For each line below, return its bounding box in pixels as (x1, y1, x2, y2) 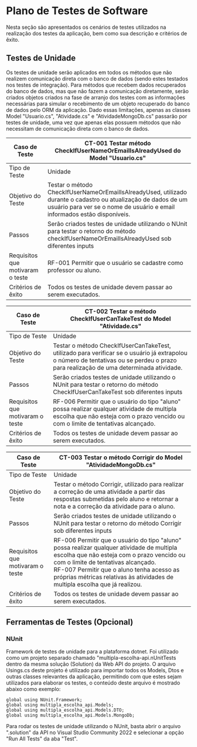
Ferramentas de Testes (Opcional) (6, 617, 134, 628)
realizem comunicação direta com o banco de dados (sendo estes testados (6, 75, 189, 82)
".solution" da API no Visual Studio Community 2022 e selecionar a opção (6, 729, 184, 736)
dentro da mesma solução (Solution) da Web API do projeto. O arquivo (6, 660, 176, 668)
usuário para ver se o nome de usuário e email (47, 202, 175, 211)
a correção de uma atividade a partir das (53, 487, 165, 496)
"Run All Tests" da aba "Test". (6, 735, 78, 742)
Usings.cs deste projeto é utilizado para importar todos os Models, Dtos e (6, 667, 184, 674)
